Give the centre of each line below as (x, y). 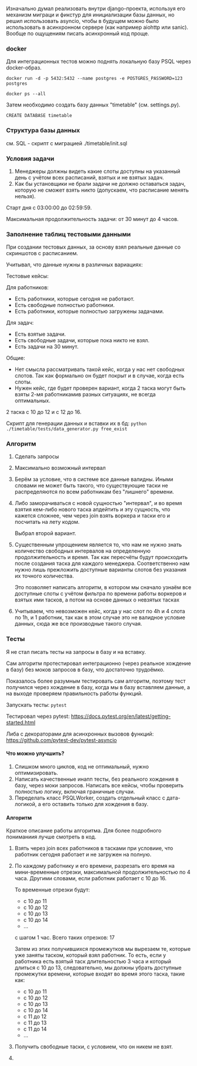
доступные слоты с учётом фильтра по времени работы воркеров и (100, 594)
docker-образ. (24, 68)
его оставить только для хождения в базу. (95, 804)
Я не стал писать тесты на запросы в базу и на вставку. (76, 651)
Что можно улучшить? (35, 753)
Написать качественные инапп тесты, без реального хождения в (96, 779)
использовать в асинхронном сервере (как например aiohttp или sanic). (97, 27)
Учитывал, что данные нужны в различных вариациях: (74, 265)
